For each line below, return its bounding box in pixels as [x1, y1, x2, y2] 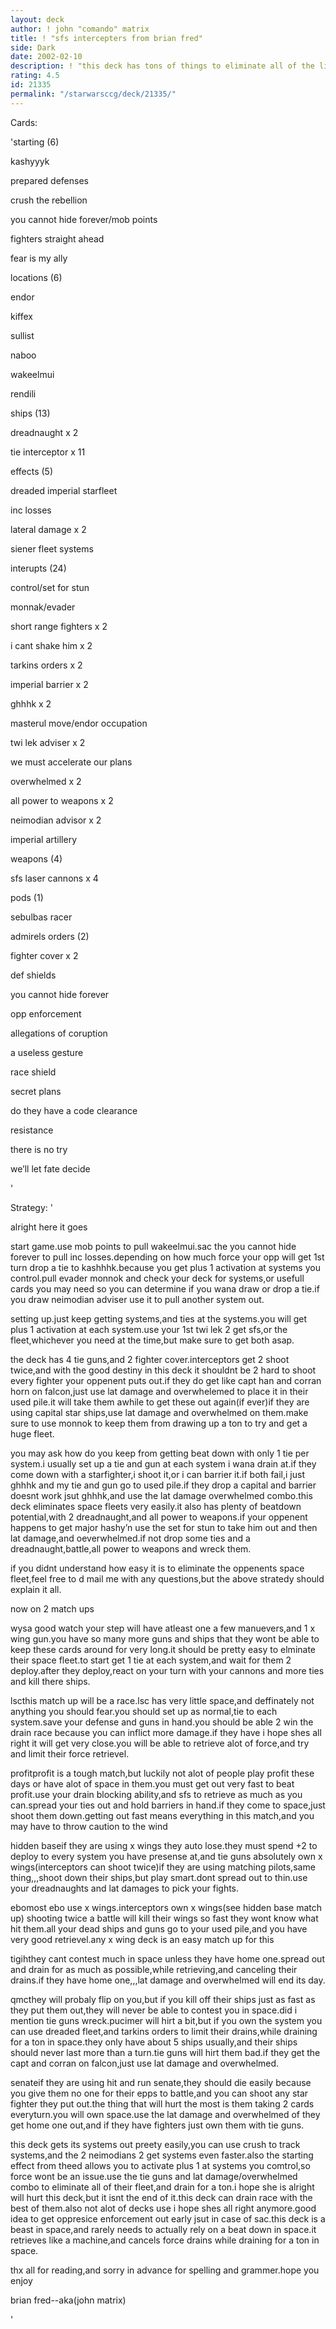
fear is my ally [10, 252, 68, 264]
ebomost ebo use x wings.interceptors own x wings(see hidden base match [10, 1901, 323, 1913]
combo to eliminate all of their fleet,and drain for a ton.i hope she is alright [10, 2181, 315, 2193]
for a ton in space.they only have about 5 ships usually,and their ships [10, 2036, 298, 2048]
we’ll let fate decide [10, 1162, 91, 1175]
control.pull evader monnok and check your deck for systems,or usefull [10, 1272, 305, 1284]
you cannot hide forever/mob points [10, 213, 158, 225]
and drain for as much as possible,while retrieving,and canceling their [10, 1963, 298, 1975]
